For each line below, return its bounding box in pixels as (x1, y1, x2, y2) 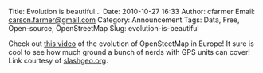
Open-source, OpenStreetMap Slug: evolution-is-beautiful (8, 24, 199, 33)
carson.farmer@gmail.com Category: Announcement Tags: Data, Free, (8, 15, 241, 25)
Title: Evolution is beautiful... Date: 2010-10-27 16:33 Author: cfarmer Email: (8, 7, 255, 16)
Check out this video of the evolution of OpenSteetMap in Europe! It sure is (8, 39, 255, 48)
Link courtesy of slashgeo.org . (8, 56, 109, 65)
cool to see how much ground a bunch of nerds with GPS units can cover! (8, 48, 251, 56)
